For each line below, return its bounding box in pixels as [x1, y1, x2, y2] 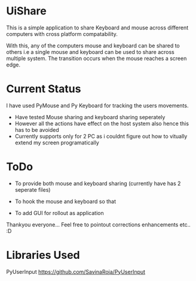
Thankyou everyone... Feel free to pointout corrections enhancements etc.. [6, 220, 191, 228]
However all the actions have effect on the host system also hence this [14, 120, 189, 127]
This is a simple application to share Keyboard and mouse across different [6, 24, 189, 31]
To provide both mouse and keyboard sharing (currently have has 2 [14, 180, 181, 187]
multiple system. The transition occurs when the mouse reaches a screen [6, 55, 187, 62]
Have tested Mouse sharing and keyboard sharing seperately [14, 113, 166, 120]
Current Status [6, 82, 81, 96]
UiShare [6, 4, 47, 18]
